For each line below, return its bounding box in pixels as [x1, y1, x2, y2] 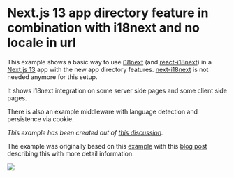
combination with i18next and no [7, 20, 200, 36]
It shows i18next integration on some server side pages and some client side [7, 86, 227, 95]
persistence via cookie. [7, 114, 75, 123]
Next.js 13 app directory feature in [7, 5, 209, 21]
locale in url [7, 35, 77, 50]
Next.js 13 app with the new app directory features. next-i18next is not [7, 65, 209, 74]
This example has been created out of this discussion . [7, 128, 163, 137]
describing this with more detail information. [7, 149, 134, 158]
